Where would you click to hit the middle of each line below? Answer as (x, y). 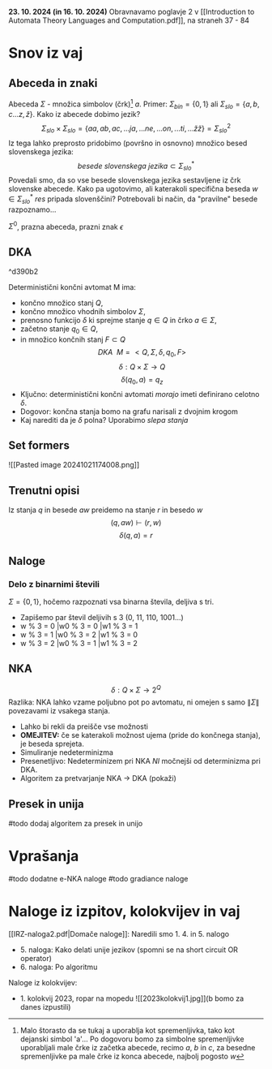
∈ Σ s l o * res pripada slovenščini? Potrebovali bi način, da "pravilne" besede (133, 199)
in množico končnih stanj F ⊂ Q (73, 339)
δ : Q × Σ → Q (142, 366)
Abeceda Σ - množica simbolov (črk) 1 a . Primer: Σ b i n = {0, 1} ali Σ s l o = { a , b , (134, 104)
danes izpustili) (45, 1007)
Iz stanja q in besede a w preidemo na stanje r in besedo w (106, 510)
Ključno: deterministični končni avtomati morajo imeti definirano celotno (140, 394)
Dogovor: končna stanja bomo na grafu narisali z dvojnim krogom (129, 411)
